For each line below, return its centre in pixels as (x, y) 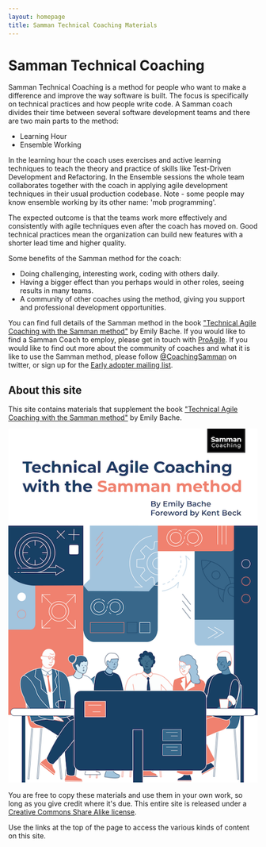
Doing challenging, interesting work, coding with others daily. (120, 274)
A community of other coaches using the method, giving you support (132, 299)
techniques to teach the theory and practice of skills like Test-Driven (120, 169)
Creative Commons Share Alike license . (72, 812)
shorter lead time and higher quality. (67, 243)
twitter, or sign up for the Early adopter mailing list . (91, 365)
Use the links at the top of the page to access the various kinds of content (129, 828)
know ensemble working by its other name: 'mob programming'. (112, 202)
